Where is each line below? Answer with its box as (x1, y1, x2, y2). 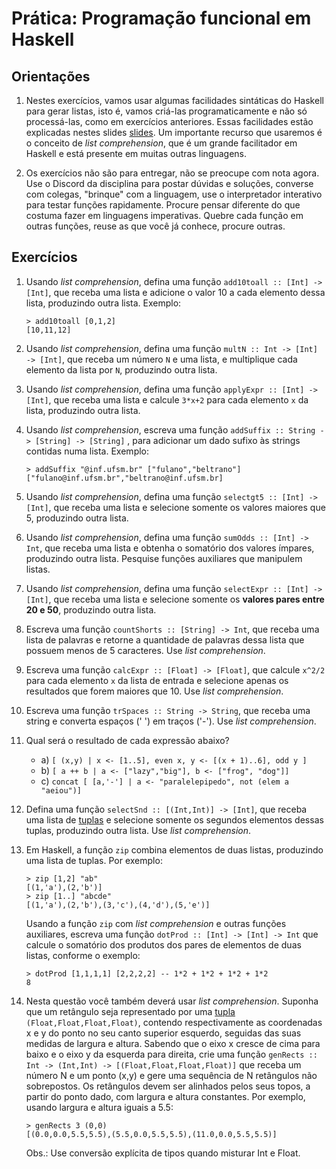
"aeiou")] (40, 785, 83, 796)
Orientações (11, 68, 91, 85)
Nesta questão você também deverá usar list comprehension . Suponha (25, 995, 319, 1007)
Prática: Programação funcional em (11, 7, 312, 30)
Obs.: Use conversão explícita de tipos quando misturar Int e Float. (25, 1147, 301, 1159)
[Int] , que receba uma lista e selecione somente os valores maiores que (25, 501, 326, 513)
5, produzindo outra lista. (25, 512, 129, 524)
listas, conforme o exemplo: (25, 949, 141, 961)
